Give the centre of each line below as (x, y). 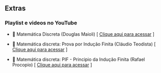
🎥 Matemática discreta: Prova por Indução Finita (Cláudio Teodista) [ (84, 44)
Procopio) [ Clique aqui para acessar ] (52, 65)
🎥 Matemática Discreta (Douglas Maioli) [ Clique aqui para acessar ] (83, 34)
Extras (15, 8)
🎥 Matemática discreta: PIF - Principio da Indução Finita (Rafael (78, 59)
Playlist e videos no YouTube (41, 23)
